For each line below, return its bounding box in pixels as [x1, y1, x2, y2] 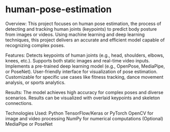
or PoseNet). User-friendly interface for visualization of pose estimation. [5, 68, 158, 75]
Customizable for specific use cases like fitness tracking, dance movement [5, 74, 164, 80]
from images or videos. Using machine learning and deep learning [5, 31, 145, 37]
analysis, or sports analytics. [5, 79, 66, 85]
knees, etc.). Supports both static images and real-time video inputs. [5, 57, 150, 63]
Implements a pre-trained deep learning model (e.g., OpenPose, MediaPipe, [5, 63, 165, 69]
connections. [5, 100, 33, 106]
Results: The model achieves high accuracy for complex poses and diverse [5, 89, 164, 95]
